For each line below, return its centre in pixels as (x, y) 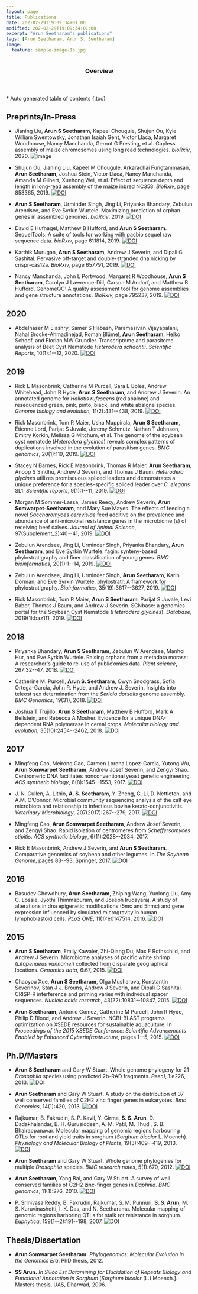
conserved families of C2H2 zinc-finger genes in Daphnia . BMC (92, 1185)
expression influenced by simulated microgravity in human (86, 912)
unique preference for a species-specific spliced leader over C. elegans (102, 484)
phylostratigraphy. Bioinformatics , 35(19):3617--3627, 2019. (87, 588)
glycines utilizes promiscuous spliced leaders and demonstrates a (95, 478)
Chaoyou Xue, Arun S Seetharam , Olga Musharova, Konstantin (91, 982)
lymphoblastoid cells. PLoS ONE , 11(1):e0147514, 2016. (80, 918)
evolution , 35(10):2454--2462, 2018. (59, 730)
